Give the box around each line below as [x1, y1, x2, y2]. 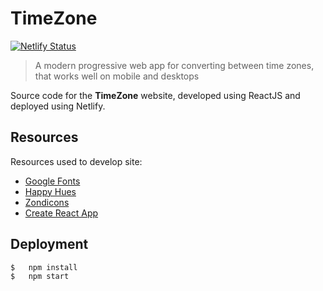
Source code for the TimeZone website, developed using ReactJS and [10, 89, 301, 101]
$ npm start [10, 271, 70, 281]
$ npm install [10, 262, 78, 272]
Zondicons [24, 196, 70, 208]
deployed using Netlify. [10, 100, 106, 112]
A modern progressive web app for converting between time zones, [34, 59, 315, 71]
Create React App [24, 207, 99, 219]
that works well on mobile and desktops [34, 70, 200, 82]
